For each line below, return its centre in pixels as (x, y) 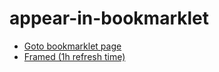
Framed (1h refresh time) (74, 56)
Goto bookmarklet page (72, 46)
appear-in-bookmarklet (109, 18)
